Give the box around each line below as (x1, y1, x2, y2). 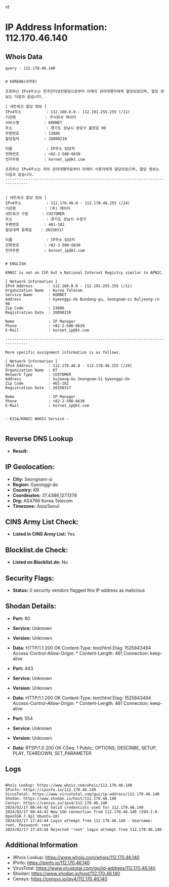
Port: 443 (12, 665, 33, 671)
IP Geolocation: (5, 463, 55, 471)
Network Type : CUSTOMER (5, 372, 71, 377)
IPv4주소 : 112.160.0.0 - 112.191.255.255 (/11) (5, 109, 131, 114)
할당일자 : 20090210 (5, 136, 67, 141)
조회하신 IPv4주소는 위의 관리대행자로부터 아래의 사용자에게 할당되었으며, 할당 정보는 (5, 167, 159, 172)
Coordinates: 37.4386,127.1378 (12, 492, 77, 498)
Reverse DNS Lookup (5, 434, 73, 443)
